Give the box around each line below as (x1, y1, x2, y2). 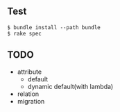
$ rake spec (7, 30, 42, 37)
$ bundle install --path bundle (7, 24, 101, 31)
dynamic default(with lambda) (27, 82, 114, 90)
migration (17, 97, 45, 105)
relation (17, 90, 40, 98)
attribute (17, 67, 42, 76)
